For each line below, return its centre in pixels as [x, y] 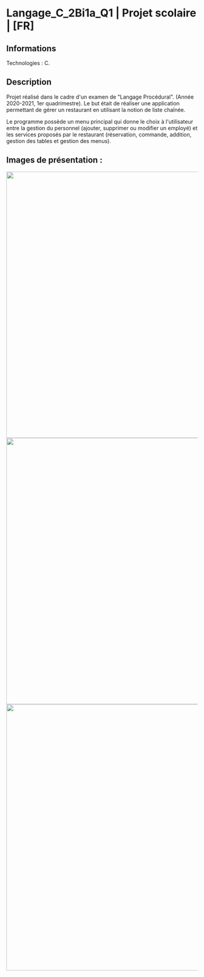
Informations [31, 48]
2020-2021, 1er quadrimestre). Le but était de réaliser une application [93, 103]
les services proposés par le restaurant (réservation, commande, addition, [99, 135]
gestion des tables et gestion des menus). [59, 141]
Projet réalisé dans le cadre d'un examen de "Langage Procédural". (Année [100, 97]
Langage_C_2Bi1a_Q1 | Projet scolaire [101, 13]
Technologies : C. [28, 63]
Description [29, 82]
